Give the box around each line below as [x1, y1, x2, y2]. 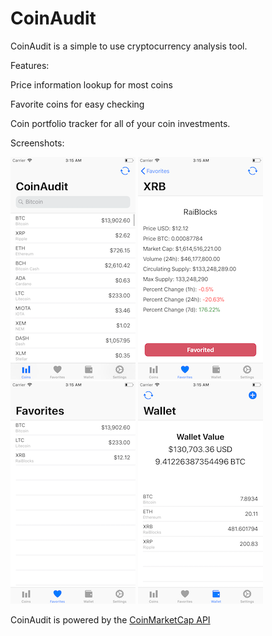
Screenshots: [10, 137, 65, 149]
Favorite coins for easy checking [10, 98, 145, 110]
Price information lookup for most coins [10, 78, 173, 91]
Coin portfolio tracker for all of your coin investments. [10, 117, 231, 129]
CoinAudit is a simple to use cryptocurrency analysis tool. [10, 40, 248, 52]
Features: [10, 59, 50, 71]
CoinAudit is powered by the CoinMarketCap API [10, 613, 211, 626]
